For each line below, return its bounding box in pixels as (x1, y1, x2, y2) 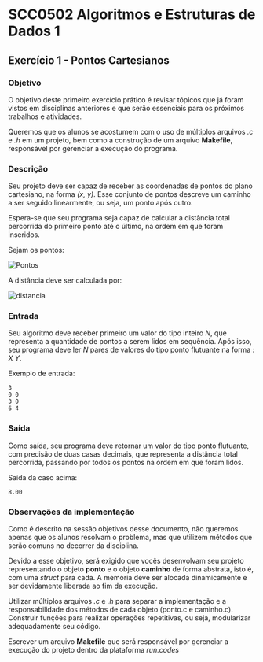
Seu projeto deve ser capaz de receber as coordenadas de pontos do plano (8, 181, 253, 190)
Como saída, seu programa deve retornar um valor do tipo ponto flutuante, (8, 441, 250, 450)
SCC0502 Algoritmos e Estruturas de (8, 6, 256, 24)
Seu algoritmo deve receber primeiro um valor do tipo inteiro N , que (8, 328, 228, 338)
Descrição (8, 163, 49, 174)
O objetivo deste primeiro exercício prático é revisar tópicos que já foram (8, 94, 244, 104)
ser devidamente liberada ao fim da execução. (8, 581, 159, 591)
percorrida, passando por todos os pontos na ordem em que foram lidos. (8, 457, 244, 467)
